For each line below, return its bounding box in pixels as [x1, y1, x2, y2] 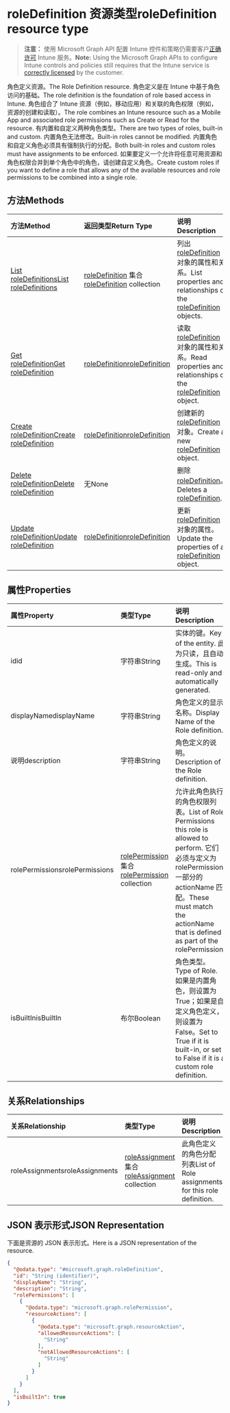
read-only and [175, 668, 222, 677]
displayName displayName [10, 710, 94, 720]
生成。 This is [175, 659, 217, 668]
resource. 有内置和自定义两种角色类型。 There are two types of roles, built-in [7, 124, 223, 132]
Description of [175, 757, 221, 766]
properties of [177, 542, 219, 551]
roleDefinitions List [10, 274, 69, 284]
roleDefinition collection [84, 279, 161, 288]
